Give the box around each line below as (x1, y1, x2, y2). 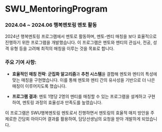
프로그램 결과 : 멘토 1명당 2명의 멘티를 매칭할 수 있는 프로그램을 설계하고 (12, 93, 147, 99)
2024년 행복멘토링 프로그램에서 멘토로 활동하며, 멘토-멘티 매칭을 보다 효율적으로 (5, 33, 157, 39)
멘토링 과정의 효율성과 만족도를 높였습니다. (22, 99, 103, 105)
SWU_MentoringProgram (5, 3, 108, 15)
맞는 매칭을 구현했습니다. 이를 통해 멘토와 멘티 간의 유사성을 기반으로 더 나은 (12, 77, 156, 83)
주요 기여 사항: (5, 59, 37, 66)
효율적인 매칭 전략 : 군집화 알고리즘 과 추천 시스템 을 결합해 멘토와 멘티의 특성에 (12, 71, 157, 77)
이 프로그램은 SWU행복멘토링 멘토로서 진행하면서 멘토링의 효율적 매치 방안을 (5, 110, 149, 115)
